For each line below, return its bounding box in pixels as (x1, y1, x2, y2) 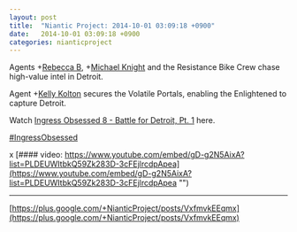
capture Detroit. (9, 98, 66, 109)
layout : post (9, 12, 57, 22)
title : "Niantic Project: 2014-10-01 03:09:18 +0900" (9, 21, 216, 30)
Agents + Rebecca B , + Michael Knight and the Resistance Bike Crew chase (9, 62, 280, 73)
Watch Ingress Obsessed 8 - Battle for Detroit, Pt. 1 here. (9, 115, 216, 126)
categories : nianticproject (9, 37, 113, 47)
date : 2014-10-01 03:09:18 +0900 (9, 29, 141, 38)
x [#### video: (9, 150, 64, 160)
